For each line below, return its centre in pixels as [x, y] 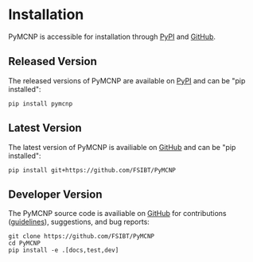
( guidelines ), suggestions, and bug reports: [79, 222]
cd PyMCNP [25, 244]
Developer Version [55, 194]
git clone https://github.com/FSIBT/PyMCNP [82, 237]
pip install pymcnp [41, 104]
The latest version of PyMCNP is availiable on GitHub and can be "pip [122, 147]
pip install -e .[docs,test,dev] [64, 250]
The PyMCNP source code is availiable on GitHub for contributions [117, 214]
